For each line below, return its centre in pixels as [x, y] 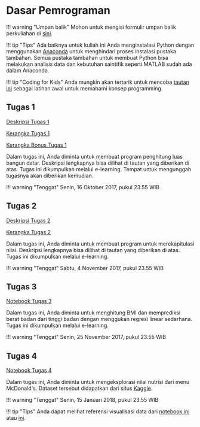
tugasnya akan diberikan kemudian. [50, 175]
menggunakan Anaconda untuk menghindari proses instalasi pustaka [91, 51]
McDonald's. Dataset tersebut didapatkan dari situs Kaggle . [79, 388]
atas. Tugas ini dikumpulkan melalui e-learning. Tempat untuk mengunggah [99, 169]
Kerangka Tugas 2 [29, 232]
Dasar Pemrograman [58, 10]
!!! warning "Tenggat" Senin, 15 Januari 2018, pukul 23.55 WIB [82, 400]
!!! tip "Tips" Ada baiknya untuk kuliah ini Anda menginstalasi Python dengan [100, 45]
